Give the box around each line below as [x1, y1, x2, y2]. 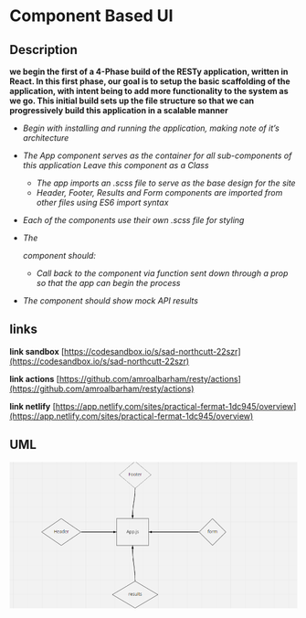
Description [9, 42, 78, 58]
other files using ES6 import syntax [36, 197, 169, 208]
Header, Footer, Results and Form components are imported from [36, 187, 283, 197]
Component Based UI [9, 5, 174, 27]
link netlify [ [9, 400, 57, 411]
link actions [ [9, 373, 60, 384]
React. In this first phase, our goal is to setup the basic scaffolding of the [9, 76, 290, 87]
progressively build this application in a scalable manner [9, 105, 228, 115]
